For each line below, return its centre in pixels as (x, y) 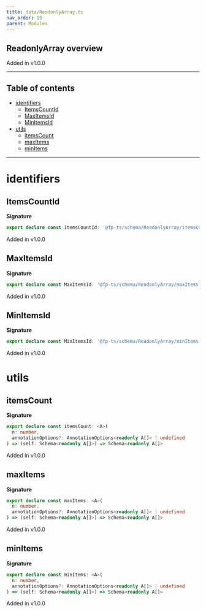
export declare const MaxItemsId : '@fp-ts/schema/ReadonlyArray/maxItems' (104, 285)
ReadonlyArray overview (55, 48)
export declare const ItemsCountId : (53, 228)
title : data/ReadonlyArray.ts (45, 12)
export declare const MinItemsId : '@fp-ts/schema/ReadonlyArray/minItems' (104, 342)
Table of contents (40, 88)
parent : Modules (27, 23)
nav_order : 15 (25, 18)
